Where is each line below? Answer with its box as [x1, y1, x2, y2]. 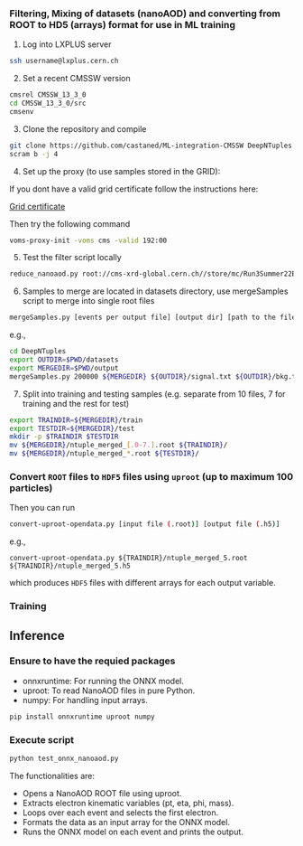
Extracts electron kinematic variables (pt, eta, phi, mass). [22, 797, 234, 808]
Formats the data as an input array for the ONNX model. [22, 816, 230, 827]
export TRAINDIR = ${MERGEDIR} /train [9, 415, 143, 425]
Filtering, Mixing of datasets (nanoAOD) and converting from [9, 7, 281, 20]
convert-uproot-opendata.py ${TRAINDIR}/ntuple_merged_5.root [9, 554, 248, 563]
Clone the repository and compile [22, 123, 147, 134]
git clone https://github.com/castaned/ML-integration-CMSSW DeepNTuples [9, 141, 293, 150]
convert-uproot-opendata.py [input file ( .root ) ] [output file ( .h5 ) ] [9, 520, 280, 529]
